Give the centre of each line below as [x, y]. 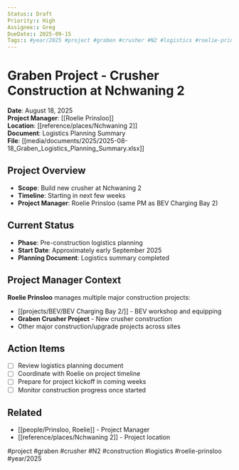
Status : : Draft [30, 14]
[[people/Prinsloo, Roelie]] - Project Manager [84, 430]
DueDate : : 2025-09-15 [39, 34]
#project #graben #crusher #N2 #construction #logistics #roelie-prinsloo [115, 451]
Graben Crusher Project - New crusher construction [95, 318]
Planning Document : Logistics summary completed [93, 258]
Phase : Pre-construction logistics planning [80, 242]
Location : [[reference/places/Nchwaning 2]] [72, 126]
